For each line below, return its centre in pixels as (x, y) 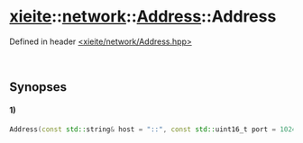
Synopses (38, 87)
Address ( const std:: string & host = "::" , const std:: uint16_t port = (143, 129)
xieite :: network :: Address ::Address (143, 17)
